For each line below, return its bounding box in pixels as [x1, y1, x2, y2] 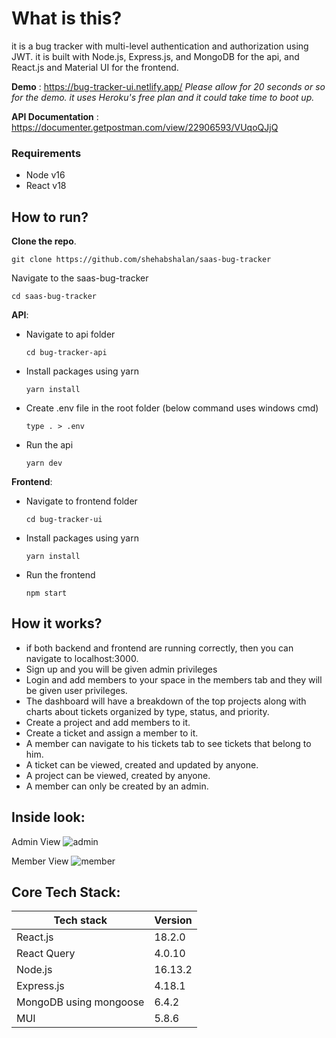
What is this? [11, 7, 123, 30]
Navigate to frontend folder [25, 495, 138, 507]
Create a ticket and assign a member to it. [25, 727, 199, 739]
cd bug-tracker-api [25, 348, 108, 358]
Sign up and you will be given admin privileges [25, 663, 218, 675]
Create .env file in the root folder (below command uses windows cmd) [25, 402, 319, 414]
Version [154, 913, 193, 927]
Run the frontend [25, 569, 96, 581]
